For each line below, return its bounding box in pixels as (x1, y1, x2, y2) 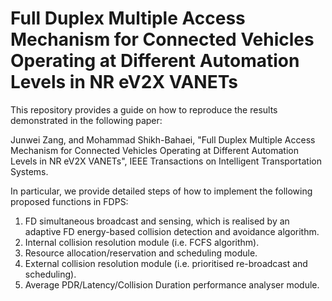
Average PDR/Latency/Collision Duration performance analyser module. (24, 278, 320, 291)
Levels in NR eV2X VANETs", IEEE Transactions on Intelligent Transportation (10, 155, 322, 167)
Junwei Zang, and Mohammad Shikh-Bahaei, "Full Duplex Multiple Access (10, 133, 316, 146)
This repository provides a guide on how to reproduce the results (10, 103, 278, 116)
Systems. (10, 165, 49, 177)
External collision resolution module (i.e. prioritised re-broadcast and (24, 257, 308, 269)
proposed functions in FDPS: (10, 195, 129, 207)
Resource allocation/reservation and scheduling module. (24, 247, 258, 259)
